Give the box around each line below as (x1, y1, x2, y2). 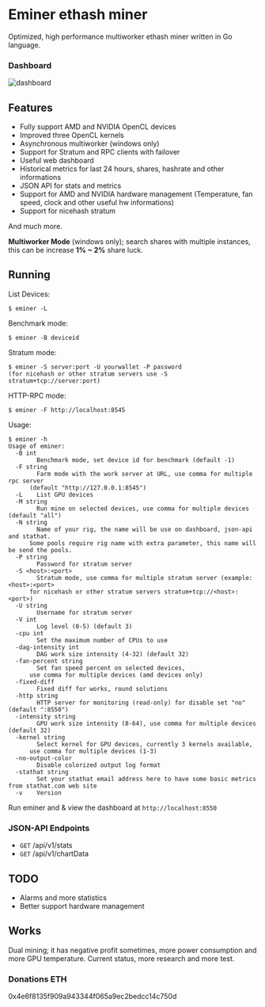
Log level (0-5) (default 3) (36, 622, 133, 631)
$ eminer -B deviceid (8, 334, 80, 341)
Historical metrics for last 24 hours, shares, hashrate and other (19, 164, 225, 174)
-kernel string (15, 733, 66, 742)
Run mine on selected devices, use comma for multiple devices (36, 505, 249, 513)
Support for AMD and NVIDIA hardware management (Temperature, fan (19, 189, 253, 199)
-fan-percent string (15, 657, 83, 665)
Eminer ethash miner (8, 6, 148, 24)
